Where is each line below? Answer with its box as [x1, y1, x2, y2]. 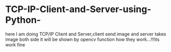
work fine [5, 41, 26, 47]
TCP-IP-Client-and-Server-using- [5, 4, 152, 15]
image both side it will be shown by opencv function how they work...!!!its [5, 36, 160, 42]
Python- [5, 14, 41, 26]
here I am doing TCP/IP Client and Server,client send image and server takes [5, 31, 166, 37]
